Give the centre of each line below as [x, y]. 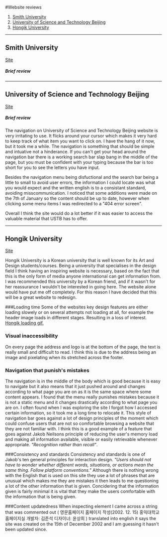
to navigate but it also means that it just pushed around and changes [75, 386]
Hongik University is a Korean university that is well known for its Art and [80, 261]
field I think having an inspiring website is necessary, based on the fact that [82, 271]
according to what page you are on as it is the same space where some [78, 392]
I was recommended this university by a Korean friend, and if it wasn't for [80, 281]
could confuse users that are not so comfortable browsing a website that [80, 423]
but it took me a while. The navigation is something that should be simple [80, 146]
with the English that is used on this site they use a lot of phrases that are [80, 475]
